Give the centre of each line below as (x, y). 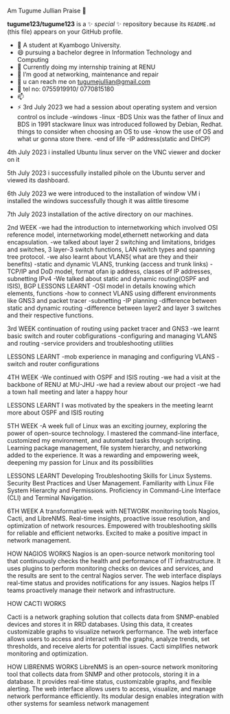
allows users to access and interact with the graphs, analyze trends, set (108, 639)
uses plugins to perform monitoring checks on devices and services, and (111, 568)
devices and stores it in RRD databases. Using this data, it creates (100, 624)
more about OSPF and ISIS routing (56, 412)
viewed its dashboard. (38, 180)
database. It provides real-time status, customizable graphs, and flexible (110, 681)
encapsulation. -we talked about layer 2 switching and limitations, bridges (112, 242)
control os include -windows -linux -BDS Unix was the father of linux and (120, 117)
